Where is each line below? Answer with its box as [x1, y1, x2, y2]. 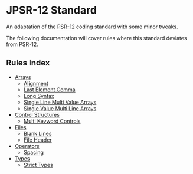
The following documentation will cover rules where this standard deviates [6, 34, 187, 41]
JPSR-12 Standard [6, 4, 97, 17]
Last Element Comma [23, 86, 76, 93]
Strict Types [23, 161, 53, 168]
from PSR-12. [6, 41, 38, 48]
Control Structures [14, 111, 60, 118]
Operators [14, 142, 40, 149]
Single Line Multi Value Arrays [23, 99, 97, 106]
